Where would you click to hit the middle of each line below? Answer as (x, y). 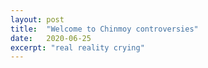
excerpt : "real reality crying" (77, 47)
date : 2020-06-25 (51, 38)
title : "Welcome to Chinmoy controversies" (104, 29)
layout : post (37, 19)
